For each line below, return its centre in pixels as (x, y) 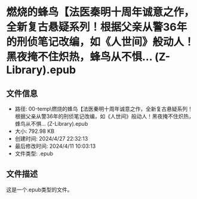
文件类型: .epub (34, 153)
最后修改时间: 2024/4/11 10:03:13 (55, 146)
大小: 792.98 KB (35, 131)
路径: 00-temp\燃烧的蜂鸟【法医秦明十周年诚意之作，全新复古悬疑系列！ (104, 109)
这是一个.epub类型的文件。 (39, 189)
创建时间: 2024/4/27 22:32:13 (51, 139)
